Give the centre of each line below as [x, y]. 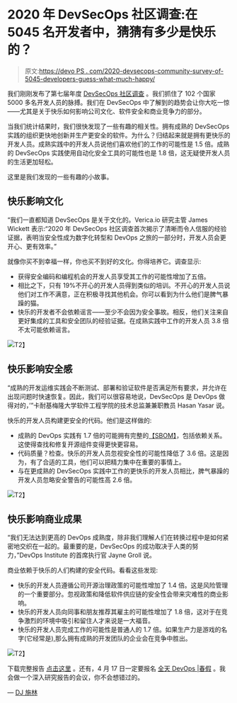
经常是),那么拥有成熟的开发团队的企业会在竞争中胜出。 [112, 639]
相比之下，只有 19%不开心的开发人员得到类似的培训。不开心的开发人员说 [124, 285]
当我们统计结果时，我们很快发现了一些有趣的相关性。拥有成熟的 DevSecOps [118, 126]
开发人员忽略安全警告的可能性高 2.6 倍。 [77, 480]
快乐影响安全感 [40, 369]
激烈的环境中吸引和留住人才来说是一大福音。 [89, 621]
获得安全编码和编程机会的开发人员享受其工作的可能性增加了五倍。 [114, 276]
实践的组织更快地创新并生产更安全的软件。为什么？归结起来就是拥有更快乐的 [119, 135]
